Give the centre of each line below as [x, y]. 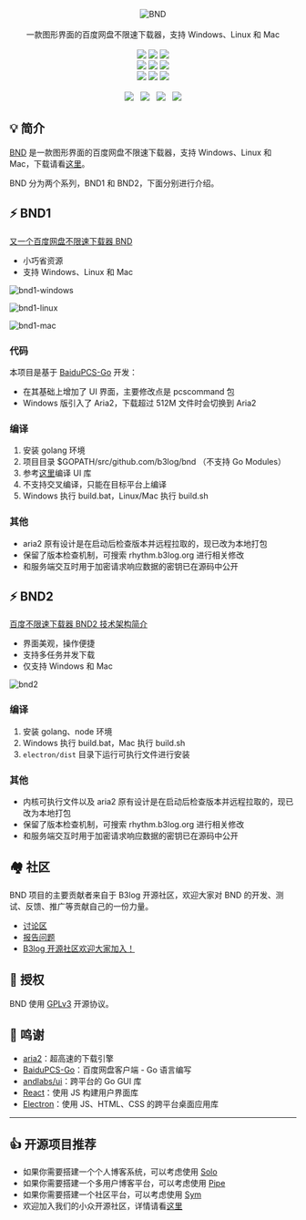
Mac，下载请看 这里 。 [50, 163]
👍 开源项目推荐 [53, 1144]
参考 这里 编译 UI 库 [57, 473]
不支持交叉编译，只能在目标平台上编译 [94, 485]
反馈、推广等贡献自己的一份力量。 [89, 906]
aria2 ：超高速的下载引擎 [68, 1059]
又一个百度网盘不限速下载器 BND [71, 241]
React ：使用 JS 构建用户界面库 [81, 1092]
